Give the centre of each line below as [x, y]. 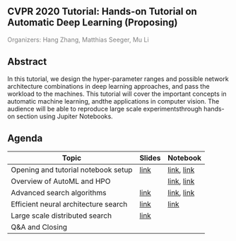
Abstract [27, 62]
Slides [150, 158]
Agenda [25, 138]
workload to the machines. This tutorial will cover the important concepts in [117, 94]
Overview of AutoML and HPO [61, 181]
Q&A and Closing [39, 227]
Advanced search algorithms [59, 193]
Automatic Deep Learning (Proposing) [93, 23]
